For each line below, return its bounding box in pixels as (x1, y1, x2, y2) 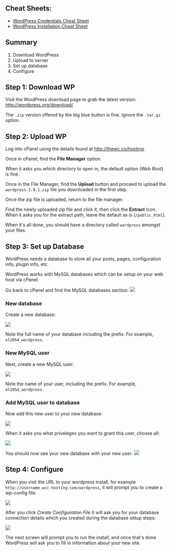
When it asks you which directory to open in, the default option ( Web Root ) (5, 166, 163, 172)
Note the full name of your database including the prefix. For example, (5, 331, 154, 338)
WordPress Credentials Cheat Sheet (12, 17, 89, 24)
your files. (5, 227, 27, 233)
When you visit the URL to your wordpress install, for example (5, 479, 136, 485)
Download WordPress (12, 51, 59, 58)
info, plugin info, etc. (5, 261, 49, 267)
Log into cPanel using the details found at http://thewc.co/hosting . (5, 146, 145, 152)
